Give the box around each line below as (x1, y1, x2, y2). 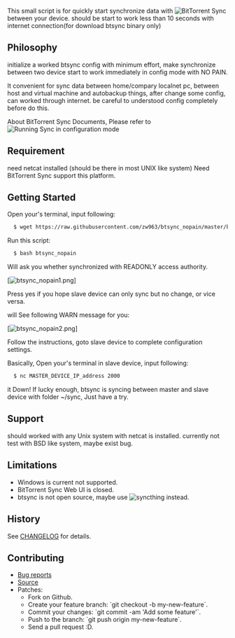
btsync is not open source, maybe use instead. (17, 493, 190, 501)
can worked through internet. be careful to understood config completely (7, 96, 218, 104)
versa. (7, 297, 26, 306)
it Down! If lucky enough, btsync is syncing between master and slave (7, 386, 209, 394)
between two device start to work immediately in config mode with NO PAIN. (7, 67, 228, 76)
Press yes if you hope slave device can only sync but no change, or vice (7, 290, 215, 298)
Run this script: (7, 236, 51, 245)
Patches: (17, 585, 43, 594)
